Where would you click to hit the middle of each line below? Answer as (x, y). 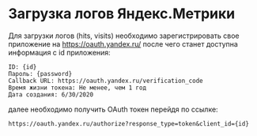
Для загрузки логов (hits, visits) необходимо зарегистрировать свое (124, 36)
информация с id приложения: (59, 52)
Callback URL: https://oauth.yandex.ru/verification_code (106, 81)
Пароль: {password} (40, 74)
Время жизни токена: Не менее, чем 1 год (77, 88)
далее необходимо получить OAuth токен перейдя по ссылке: (113, 109)
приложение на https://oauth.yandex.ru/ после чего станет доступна (123, 43)
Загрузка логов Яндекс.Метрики (122, 14)
